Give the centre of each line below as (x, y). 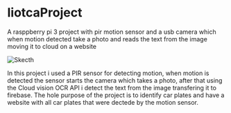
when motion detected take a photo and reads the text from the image (108, 39)
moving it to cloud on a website (52, 46)
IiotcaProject (45, 13)
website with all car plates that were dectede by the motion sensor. (103, 102)
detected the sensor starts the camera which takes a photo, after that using (115, 80)
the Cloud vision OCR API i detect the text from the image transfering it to (112, 88)
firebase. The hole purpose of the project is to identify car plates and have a (116, 95)
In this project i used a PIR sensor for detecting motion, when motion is (108, 73)
